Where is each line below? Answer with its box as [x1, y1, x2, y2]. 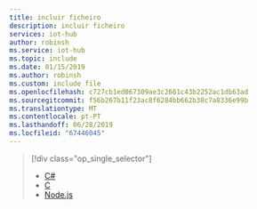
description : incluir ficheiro [9, 21, 125, 30]
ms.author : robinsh [9, 71, 82, 80]
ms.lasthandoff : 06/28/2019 [9, 121, 114, 130]
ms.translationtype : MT [9, 104, 98, 113]
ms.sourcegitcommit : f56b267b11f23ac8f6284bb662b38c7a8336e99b [9, 95, 249, 105]
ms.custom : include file [9, 79, 101, 88]
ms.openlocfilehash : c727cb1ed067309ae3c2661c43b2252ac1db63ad [9, 87, 249, 96]
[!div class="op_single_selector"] [30, 153, 153, 164]
